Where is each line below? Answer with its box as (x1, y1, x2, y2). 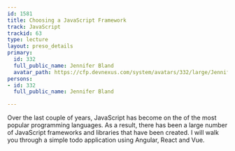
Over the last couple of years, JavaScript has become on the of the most (7, 113, 217, 122)
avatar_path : (13, 69, 52, 75)
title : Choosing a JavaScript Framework (7, 17, 127, 24)
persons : (7, 75, 33, 82)
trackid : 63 (7, 29, 42, 37)
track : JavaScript (7, 23, 61, 30)
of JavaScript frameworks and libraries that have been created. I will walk (7, 129, 219, 137)
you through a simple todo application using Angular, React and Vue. (7, 136, 205, 144)
